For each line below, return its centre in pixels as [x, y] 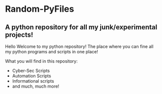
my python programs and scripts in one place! [52, 52]
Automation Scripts [32, 76]
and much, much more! [36, 86]
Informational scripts [33, 81]
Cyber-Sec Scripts [31, 70]
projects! [19, 35]
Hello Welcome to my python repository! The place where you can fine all [79, 47]
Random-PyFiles [40, 9]
